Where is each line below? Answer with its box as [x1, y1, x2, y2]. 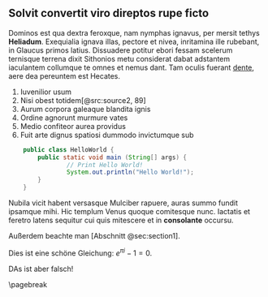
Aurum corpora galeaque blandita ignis [19, 104, 151, 114]
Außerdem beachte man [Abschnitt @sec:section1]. [8, 231, 180, 241]
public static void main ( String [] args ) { [37, 153, 187, 161]
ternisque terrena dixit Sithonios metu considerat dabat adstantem [8, 54, 231, 63]
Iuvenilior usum [19, 87, 71, 97]
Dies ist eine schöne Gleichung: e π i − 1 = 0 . [8, 247, 153, 258]
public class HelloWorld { [23, 145, 115, 153]
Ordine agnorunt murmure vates [19, 113, 128, 123]
